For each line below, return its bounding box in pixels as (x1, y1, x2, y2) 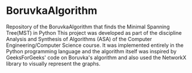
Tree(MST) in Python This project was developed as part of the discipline (6, 29, 182, 36)
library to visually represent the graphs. (6, 60, 101, 67)
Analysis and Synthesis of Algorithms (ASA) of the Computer (6, 35, 152, 42)
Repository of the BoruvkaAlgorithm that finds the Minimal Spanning (6, 23, 170, 30)
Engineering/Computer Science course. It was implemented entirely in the (6, 42, 184, 49)
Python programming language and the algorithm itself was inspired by (6, 48, 177, 54)
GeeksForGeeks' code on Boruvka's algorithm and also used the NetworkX (6, 54, 187, 61)
